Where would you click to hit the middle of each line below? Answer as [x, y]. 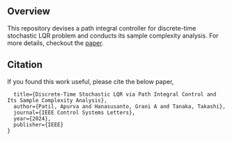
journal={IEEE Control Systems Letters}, [75, 113]
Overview [29, 11]
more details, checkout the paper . [55, 43]
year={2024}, [32, 118]
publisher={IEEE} [39, 124]
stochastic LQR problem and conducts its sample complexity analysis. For [113, 35]
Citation [25, 65]
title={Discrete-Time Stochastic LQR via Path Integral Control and [115, 94]
